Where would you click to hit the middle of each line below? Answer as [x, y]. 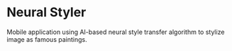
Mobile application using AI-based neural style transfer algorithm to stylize [116, 32]
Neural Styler [46, 12]
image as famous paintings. [47, 39]
